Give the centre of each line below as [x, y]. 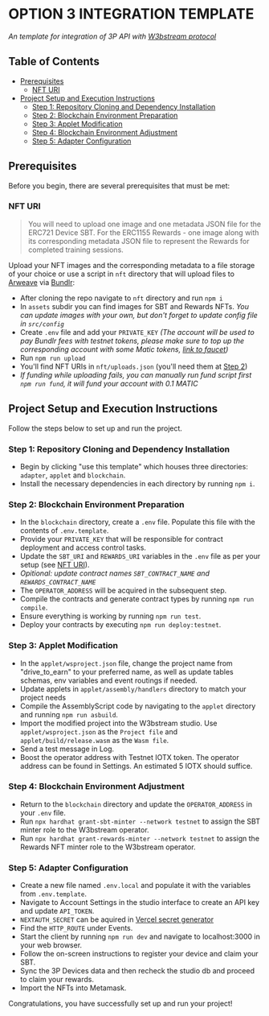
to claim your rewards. [57, 980]
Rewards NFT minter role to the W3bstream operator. [108, 847]
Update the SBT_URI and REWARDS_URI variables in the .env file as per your [140, 556]
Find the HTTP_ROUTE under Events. [76, 928]
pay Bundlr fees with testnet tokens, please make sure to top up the [132, 341]
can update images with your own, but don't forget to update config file [139, 315]
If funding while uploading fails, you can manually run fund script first [136, 374]
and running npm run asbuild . [69, 714]
